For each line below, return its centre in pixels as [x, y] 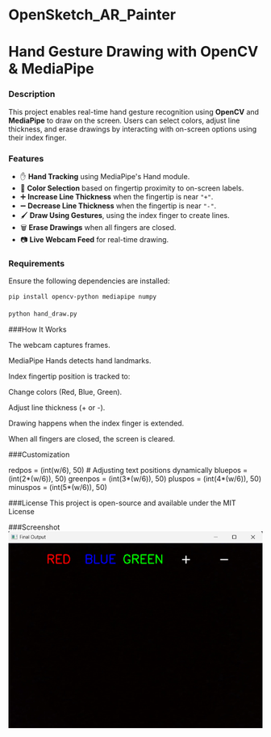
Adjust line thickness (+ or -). [57, 407]
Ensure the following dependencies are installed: [89, 281]
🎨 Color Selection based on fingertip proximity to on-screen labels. [132, 188]
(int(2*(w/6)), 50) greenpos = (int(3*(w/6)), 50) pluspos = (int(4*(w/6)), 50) [135, 479]
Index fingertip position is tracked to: [69, 376]
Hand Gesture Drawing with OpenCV [133, 52]
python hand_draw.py [43, 314]
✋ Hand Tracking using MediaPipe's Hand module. [105, 176]
